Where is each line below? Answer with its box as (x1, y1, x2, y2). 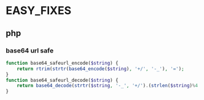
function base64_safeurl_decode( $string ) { (6, 77, 119, 83)
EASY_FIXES (6, 4, 72, 18)
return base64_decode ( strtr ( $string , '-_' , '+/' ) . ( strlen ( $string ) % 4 (17, 83, 198, 89)
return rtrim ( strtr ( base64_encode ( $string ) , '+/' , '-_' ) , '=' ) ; (17, 65, 184, 72)
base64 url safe (6, 46, 54, 55)
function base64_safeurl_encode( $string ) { (6, 60, 119, 66)
